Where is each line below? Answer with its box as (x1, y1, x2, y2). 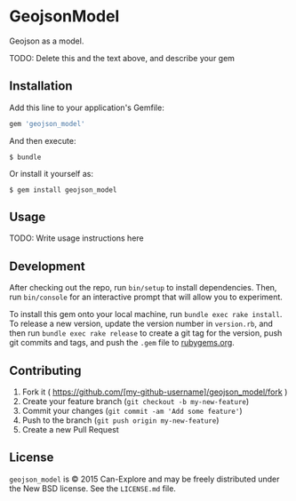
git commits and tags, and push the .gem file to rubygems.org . (9, 338, 236, 348)
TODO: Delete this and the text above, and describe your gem (9, 52, 236, 63)
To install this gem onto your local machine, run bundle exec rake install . (9, 309, 283, 320)
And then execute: (9, 135, 76, 146)
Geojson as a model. (9, 36, 84, 46)
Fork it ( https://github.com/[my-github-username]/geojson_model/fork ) (21, 386, 288, 397)
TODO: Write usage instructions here (9, 233, 144, 243)
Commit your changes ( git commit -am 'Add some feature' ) (21, 406, 243, 417)
